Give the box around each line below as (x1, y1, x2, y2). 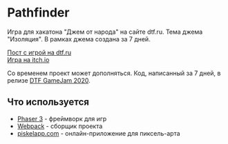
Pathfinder (7, 5, 70, 21)
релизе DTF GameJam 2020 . (7, 76, 91, 84)
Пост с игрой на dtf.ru (7, 48, 71, 56)
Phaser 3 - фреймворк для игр (17, 114, 107, 123)
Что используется (7, 96, 90, 108)
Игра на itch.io (7, 55, 50, 63)
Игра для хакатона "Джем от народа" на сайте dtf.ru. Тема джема (7, 28, 203, 36)
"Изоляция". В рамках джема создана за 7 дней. (7, 34, 151, 43)
